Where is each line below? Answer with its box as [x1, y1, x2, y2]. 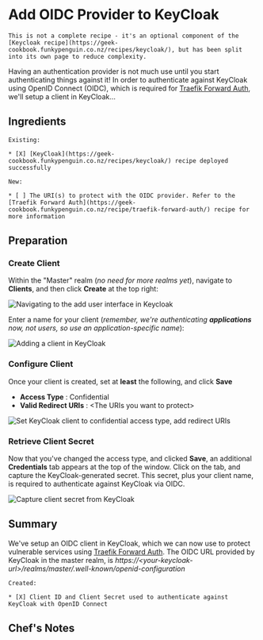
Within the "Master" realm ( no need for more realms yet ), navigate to [8, 276, 232, 285]
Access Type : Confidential [19, 391, 109, 402]
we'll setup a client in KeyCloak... [8, 91, 116, 101]
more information [8, 212, 66, 220]
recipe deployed [174, 156, 228, 164]
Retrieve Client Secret [8, 435, 94, 446]
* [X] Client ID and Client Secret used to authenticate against [8, 593, 228, 601]
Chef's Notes [8, 622, 75, 635]
